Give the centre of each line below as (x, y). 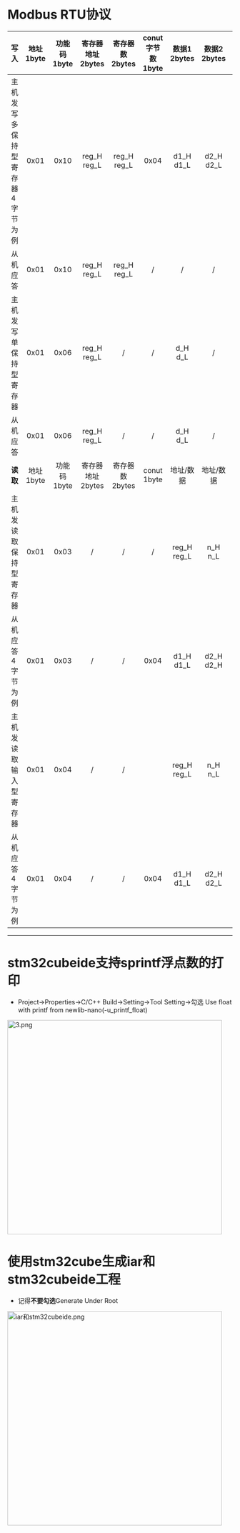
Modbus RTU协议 (59, 15)
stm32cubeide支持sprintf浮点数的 (109, 963)
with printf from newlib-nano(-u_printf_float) (82, 1010)
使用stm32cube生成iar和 (81, 1262)
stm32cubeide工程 (64, 1280)
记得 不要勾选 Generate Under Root (68, 1300)
